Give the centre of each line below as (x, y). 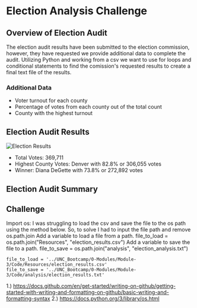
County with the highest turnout (54, 113)
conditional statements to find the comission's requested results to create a (99, 66)
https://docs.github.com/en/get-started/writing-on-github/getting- (94, 286)
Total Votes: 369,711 (39, 158)
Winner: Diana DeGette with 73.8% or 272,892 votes (79, 170)
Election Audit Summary (52, 189)
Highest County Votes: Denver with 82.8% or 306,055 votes (88, 164)
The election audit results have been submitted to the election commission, (98, 47)
